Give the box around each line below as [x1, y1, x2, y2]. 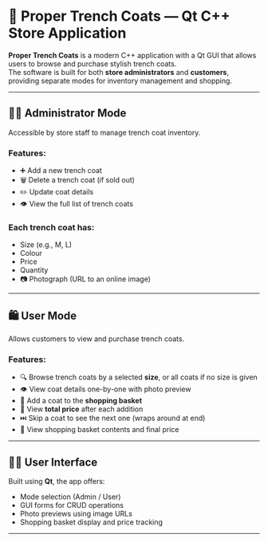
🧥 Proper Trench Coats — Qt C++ [8, 7, 231, 26]
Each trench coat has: [8, 222, 95, 233]
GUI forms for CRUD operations [19, 501, 124, 510]
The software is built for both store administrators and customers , [8, 67, 230, 77]
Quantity [19, 265, 49, 275]
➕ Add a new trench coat [19, 166, 102, 175]
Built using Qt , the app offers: [8, 477, 105, 486]
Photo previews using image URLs [19, 509, 133, 519]
